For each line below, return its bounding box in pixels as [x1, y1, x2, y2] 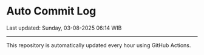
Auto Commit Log [6, 4, 97, 18]
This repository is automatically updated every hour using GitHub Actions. [6, 41, 191, 49]
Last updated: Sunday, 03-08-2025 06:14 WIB [6, 24, 122, 31]
